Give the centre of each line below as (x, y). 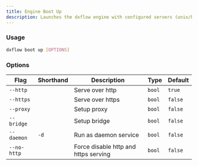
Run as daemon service (107, 135)
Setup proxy (91, 109)
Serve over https (97, 99)
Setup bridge (92, 121)
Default (178, 80)
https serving (92, 154)
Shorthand (53, 80)
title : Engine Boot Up (34, 11)
